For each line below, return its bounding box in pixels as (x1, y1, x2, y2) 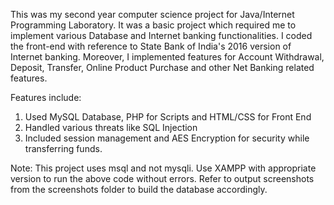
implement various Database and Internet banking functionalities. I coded (10, 30, 313, 41)
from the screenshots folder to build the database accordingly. (10, 184, 268, 195)
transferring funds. (24, 143, 103, 154)
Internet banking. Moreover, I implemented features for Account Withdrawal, (10, 51, 325, 63)
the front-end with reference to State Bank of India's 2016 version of (10, 40, 292, 52)
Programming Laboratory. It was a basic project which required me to (10, 19, 297, 31)
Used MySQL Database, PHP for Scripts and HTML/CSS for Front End (24, 111, 312, 123)
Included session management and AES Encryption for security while (24, 132, 310, 144)
